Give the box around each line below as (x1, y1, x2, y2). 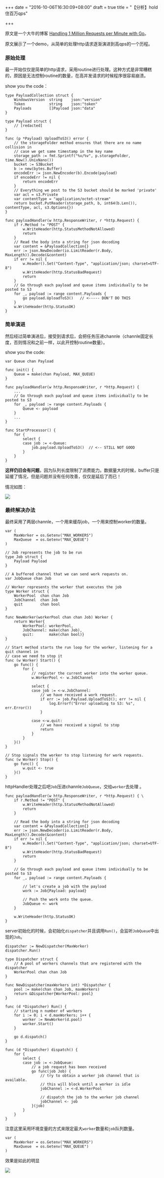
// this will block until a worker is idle (40, 1081, 131, 1087)
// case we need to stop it (5, 654, 63, 658)
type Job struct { (5, 554, 43, 559)
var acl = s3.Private (14, 192, 58, 197)
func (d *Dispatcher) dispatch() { (5, 1047, 78, 1052)
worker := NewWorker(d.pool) (23, 1017, 82, 1022)
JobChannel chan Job (14, 597, 58, 602)
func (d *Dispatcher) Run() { (5, 1004, 67, 1009)
